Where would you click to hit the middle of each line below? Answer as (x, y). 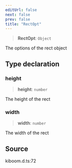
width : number (32, 123)
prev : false (18, 19)
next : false (18, 15)
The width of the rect (27, 133)
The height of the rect (28, 99)
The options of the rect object (36, 48)
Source (17, 149)
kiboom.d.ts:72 (21, 161)
